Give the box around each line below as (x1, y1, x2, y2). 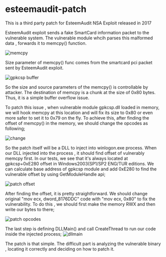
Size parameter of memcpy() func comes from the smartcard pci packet (5, 59, 153, 65)
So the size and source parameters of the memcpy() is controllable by (5, 84, 148, 90)
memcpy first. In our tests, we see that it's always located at (5, 155, 128, 161)
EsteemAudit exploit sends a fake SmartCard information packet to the (5, 29, 150, 35)
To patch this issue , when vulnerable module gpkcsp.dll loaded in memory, (5, 104, 160, 110)
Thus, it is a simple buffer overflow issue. (5, 95, 89, 101)
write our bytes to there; (5, 206, 55, 212)
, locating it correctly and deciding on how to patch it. (5, 246, 115, 252)
